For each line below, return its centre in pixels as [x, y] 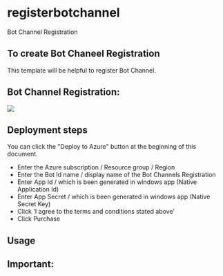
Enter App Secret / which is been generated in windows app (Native [114, 197]
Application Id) [38, 190]
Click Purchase [39, 219]
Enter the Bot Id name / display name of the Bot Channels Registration [116, 175]
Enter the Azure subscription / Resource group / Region [96, 167]
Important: [30, 264]
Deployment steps [47, 130]
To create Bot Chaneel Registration [84, 54]
